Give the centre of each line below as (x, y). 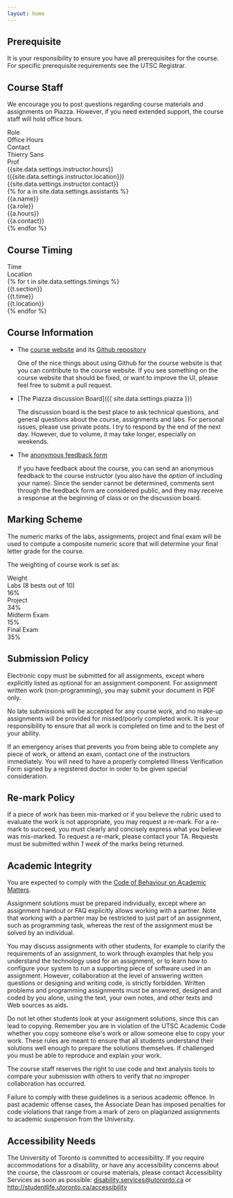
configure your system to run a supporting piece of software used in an (109, 968)
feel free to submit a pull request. (64, 385)
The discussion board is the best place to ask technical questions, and (118, 412)
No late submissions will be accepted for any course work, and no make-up (115, 711)
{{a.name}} (23, 199)
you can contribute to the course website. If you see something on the (118, 370)
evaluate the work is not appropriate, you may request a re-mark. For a (108, 822)
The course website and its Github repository (82, 349)
